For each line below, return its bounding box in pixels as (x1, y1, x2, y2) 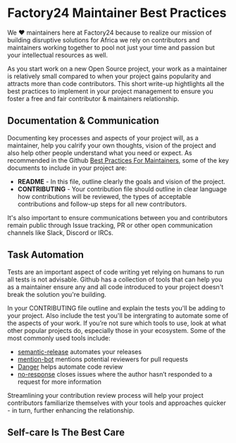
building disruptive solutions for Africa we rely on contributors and (7, 35, 200, 44)
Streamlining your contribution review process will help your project (7, 391, 204, 399)
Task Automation (7, 249, 85, 261)
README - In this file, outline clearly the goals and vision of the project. (17, 177, 225, 186)
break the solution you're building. (7, 290, 107, 298)
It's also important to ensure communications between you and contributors (7, 213, 228, 221)
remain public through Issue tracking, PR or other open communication (7, 221, 213, 229)
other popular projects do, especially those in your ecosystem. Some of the (7, 326, 226, 334)
